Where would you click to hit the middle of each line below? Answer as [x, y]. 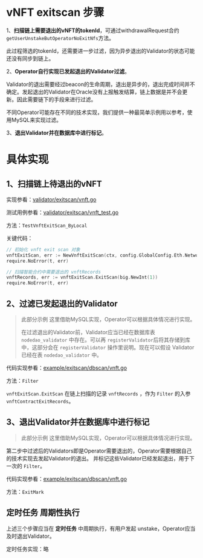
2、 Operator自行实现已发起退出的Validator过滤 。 [68, 71]
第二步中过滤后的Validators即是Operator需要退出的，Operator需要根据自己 [99, 451]
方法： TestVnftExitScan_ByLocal [47, 225]
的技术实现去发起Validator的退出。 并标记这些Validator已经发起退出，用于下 [101, 458]
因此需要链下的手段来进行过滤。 [56, 99]
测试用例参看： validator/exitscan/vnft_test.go [63, 212]
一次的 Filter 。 [26, 466]
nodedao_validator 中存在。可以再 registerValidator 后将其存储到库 [106, 340]
